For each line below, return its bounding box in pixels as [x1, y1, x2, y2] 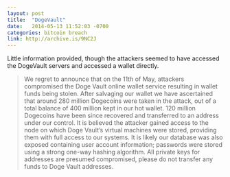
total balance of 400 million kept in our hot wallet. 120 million [23, 104, 196, 113]
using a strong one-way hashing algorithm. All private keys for [23, 148, 200, 156]
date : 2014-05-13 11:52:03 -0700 [7, 23, 109, 29]
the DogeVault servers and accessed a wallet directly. [7, 62, 159, 70]
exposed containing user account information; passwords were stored [23, 141, 223, 149]
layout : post [7, 10, 45, 17]
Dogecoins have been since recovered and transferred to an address [23, 111, 220, 120]
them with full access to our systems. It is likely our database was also [23, 133, 223, 141]
